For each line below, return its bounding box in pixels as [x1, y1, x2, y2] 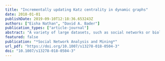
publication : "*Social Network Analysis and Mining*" [5, 39, 118, 44]
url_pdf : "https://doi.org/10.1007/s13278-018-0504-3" [5, 44, 120, 49]
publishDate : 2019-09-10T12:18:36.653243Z [5, 16, 93, 21]
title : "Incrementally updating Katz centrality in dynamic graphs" [5, 7, 148, 12]
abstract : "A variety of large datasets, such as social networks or [5, 30, 151, 35]
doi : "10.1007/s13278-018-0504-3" [5, 48, 76, 53]
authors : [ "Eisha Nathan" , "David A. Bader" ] [5, 21, 100, 26]
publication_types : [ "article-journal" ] [5, 26, 89, 30]
